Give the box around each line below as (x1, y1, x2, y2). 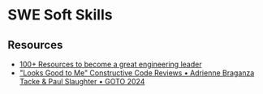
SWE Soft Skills (7, 6, 113, 24)
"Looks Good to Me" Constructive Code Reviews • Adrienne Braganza (19, 68, 255, 78)
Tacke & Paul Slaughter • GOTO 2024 (19, 77, 145, 86)
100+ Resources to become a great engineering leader (19, 59, 202, 69)
